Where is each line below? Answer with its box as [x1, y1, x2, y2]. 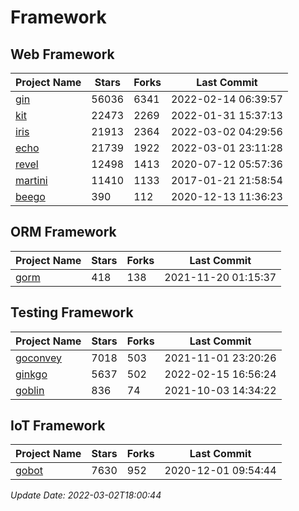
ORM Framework [10, 224, 117, 241]
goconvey [15, 351, 63, 365]
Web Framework [10, 46, 115, 63]
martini [15, 174, 48, 187]
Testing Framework [10, 304, 134, 321]
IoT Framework [10, 417, 106, 435]
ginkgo [15, 367, 48, 381]
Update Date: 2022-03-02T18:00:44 [10, 489, 162, 501]
